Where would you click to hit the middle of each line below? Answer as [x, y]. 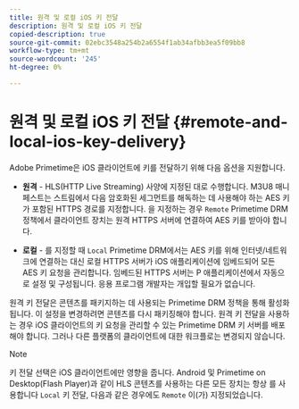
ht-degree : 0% [36, 68]
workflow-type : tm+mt [50, 51]
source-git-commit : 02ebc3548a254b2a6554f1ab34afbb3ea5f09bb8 [127, 42]
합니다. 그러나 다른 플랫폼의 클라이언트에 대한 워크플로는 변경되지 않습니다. [155, 336]
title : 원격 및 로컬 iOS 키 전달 [64, 17]
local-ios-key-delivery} [98, 142]
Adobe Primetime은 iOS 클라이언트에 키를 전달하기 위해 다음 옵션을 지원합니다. [147, 167]
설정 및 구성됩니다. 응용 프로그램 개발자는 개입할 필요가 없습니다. [144, 283]
